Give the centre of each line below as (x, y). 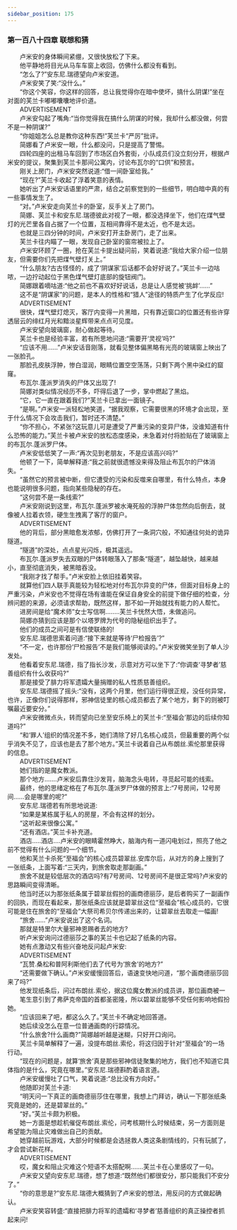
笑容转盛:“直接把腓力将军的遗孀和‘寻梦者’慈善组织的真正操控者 (128, 1210)
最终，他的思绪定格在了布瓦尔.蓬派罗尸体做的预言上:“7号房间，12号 (117, 787)
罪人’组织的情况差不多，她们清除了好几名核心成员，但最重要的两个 (127, 734)
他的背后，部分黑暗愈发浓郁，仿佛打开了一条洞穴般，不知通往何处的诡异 (124, 532)
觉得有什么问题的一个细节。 (60, 849)
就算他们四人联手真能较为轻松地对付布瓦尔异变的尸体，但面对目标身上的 (124, 585)
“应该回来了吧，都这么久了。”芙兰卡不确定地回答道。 (95, 1016)
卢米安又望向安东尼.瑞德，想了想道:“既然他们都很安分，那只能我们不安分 (124, 1175)
